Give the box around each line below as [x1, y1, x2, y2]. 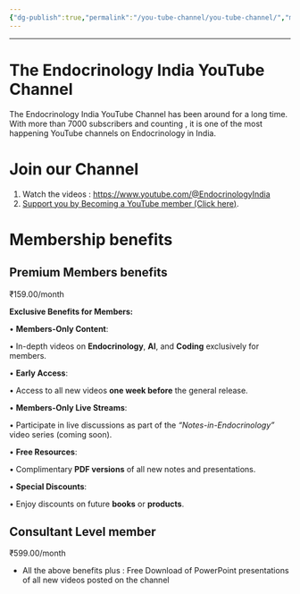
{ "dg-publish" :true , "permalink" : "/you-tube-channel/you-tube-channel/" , [9, 13, 286, 22]
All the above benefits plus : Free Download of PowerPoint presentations [21, 565, 289, 576]
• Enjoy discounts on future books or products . [9, 498, 185, 509]
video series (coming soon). [9, 429, 112, 439]
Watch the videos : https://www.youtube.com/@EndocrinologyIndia [21, 189, 271, 199]
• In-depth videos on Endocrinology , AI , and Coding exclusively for [9, 341, 260, 352]
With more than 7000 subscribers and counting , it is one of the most [9, 118, 263, 129]
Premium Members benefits [9, 265, 168, 280]
